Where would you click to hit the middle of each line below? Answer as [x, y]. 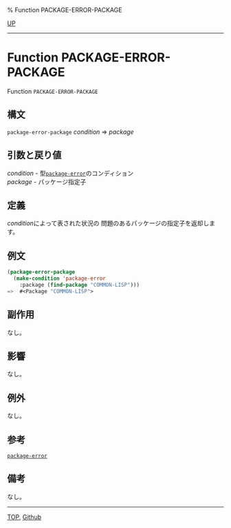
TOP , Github [24, 517]
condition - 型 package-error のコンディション [70, 173]
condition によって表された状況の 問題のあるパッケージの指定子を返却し [108, 223]
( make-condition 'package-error [60, 278]
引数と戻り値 [34, 155]
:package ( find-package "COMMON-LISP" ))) [79, 285]
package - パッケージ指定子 [47, 181]
